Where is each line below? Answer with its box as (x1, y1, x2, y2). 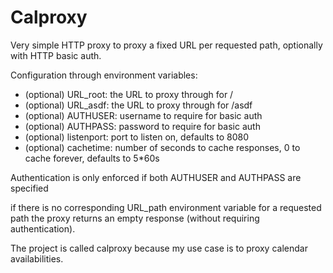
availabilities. (10, 252, 64, 265)
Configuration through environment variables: (10, 69, 198, 81)
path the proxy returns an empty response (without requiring (10, 212, 260, 224)
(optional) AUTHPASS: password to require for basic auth (24, 120, 261, 132)
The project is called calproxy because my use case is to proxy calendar (10, 242, 308, 254)
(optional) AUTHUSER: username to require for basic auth (24, 109, 263, 121)
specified (10, 182, 49, 194)
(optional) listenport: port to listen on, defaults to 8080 (24, 131, 250, 143)
